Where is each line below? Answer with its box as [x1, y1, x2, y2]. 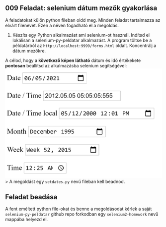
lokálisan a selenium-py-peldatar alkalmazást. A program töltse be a [12, 37, 152, 43]
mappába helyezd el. [5, 217, 48, 223]
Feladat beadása [5, 193, 58, 201]
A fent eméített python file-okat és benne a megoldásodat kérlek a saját [5, 206, 152, 212]
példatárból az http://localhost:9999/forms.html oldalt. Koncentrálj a [12, 42, 157, 49]
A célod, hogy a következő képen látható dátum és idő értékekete [5, 57, 141, 63]
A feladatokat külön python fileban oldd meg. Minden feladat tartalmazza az [5, 17, 161, 23]
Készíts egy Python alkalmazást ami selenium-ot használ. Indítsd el [12, 32, 150, 38]
